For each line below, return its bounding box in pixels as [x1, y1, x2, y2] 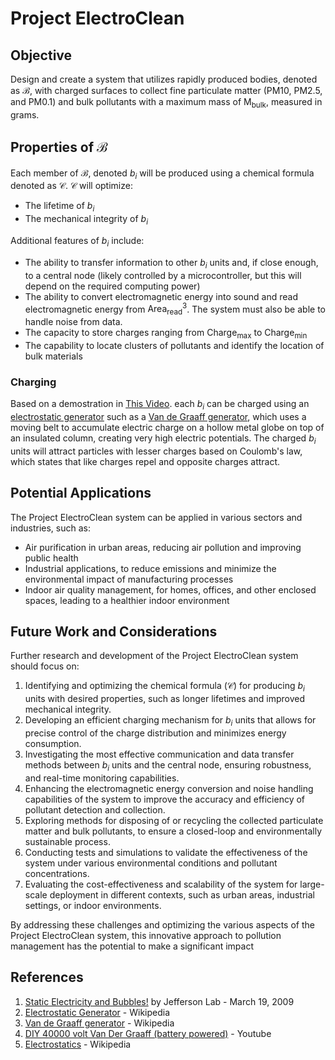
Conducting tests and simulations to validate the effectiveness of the [24, 846, 308, 858]
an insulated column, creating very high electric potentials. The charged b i [10, 432, 317, 446]
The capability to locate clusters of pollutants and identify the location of [24, 339, 325, 351]
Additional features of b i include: [10, 235, 145, 249]
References [10, 969, 84, 986]
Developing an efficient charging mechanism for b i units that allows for [24, 714, 317, 728]
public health [24, 552, 79, 564]
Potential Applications [10, 485, 152, 502]
